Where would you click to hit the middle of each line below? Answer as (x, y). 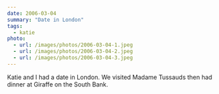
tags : (15, 26)
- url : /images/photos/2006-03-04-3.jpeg (73, 58)
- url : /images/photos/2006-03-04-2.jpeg (73, 52)
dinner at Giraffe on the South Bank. (57, 84)
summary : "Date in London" (46, 20)
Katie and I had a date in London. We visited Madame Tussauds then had (110, 77)
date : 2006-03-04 (32, 13)
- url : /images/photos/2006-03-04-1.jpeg (73, 45)
